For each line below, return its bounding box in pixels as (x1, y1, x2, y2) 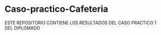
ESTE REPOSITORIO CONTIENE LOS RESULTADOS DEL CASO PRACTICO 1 (4, 20, 157, 26)
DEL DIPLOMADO (4, 25, 40, 31)
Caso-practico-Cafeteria (4, 3, 109, 15)
